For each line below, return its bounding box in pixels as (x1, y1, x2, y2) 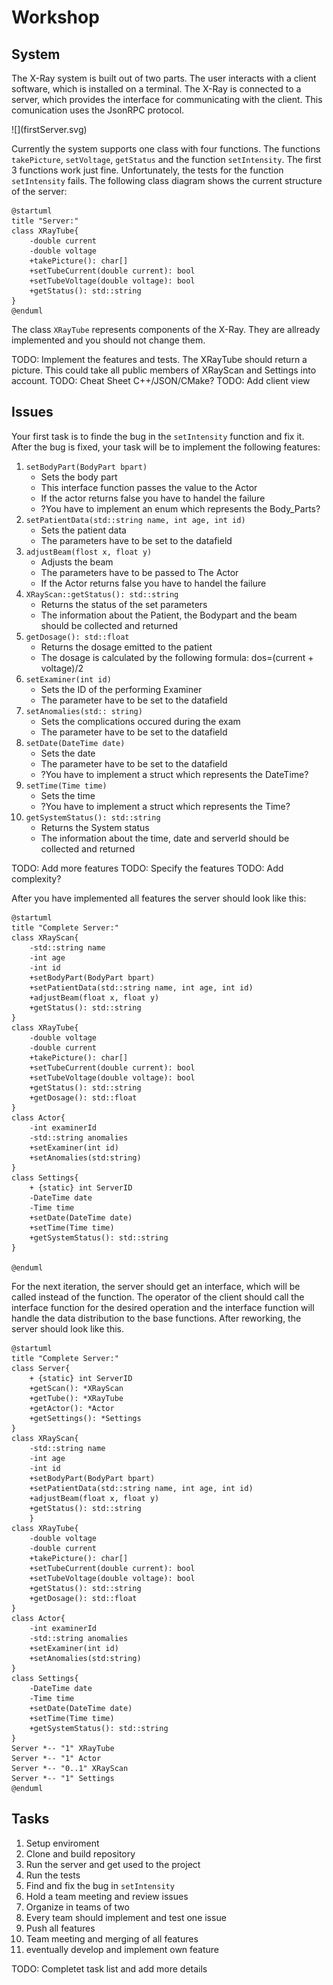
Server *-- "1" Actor (11, 1753, 102, 1763)
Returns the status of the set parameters (40, 598, 208, 610)
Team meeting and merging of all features (25, 1932, 199, 1945)
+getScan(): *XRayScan (29, 1383, 124, 1393)
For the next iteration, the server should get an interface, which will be (11, 1280, 301, 1292)
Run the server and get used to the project (25, 1858, 201, 1870)
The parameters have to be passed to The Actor (40, 566, 239, 578)
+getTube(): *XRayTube (29, 1393, 124, 1403)
